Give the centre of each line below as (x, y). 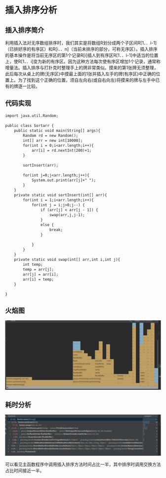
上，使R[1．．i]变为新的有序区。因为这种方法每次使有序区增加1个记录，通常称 (83, 61)
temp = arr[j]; (39, 269)
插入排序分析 (31, 10)
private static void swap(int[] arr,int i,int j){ (67, 259)
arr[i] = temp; (39, 279)
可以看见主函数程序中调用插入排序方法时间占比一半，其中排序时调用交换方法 (83, 465)
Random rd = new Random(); (51, 135)
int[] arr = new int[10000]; (53, 140)
